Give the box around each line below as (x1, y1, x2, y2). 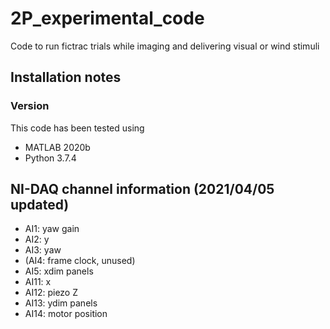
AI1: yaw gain (24, 223, 80, 235)
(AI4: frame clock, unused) (24, 255, 136, 267)
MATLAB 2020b (24, 141, 91, 153)
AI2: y (24, 233, 50, 246)
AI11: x (24, 276, 52, 288)
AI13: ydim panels (24, 297, 98, 309)
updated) (10, 197, 70, 214)
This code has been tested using (10, 122, 145, 134)
